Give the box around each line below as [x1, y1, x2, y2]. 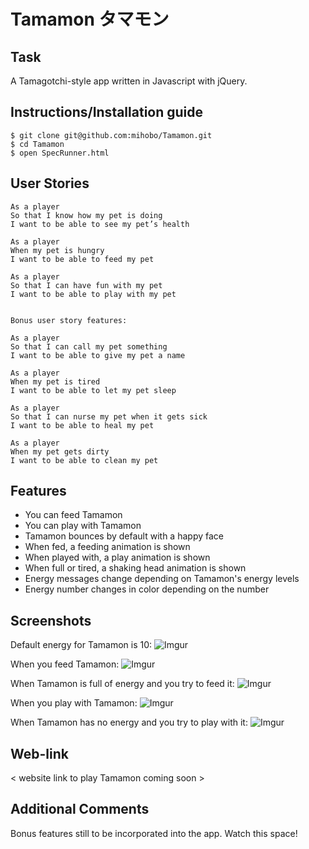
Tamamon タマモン [10, 8, 170, 31]
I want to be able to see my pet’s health [10, 219, 190, 229]
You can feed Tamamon [24, 509, 123, 521]
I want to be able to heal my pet [10, 420, 155, 430]
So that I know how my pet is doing [10, 210, 163, 220]
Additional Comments [10, 801, 150, 818]
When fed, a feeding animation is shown [24, 541, 191, 553]
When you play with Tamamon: [10, 697, 138, 709]
